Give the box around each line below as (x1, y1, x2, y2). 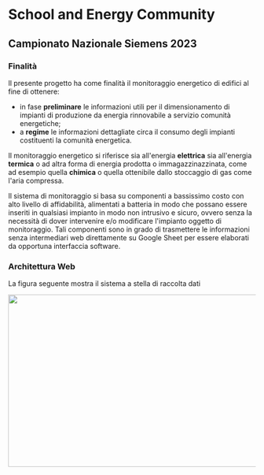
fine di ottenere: (8, 87, 60, 96)
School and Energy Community (8, 6, 215, 24)
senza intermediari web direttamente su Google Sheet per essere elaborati (8, 232, 250, 242)
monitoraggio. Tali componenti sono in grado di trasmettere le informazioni (8, 225, 250, 234)
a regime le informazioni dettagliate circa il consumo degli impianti (19, 127, 236, 136)
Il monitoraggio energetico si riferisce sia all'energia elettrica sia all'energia (8, 150, 252, 160)
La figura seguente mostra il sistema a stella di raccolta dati (8, 279, 201, 288)
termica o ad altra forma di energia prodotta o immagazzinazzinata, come (8, 159, 247, 169)
